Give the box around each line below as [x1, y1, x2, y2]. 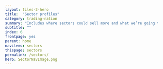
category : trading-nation [5, 16, 57, 21]
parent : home [5, 39, 32, 44]
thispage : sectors [5, 48, 42, 52]
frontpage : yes [5, 34, 36, 39]
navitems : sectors [5, 43, 42, 48]
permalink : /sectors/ [5, 52, 49, 57]
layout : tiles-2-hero [5, 7, 49, 12]
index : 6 [5, 30, 23, 34]
